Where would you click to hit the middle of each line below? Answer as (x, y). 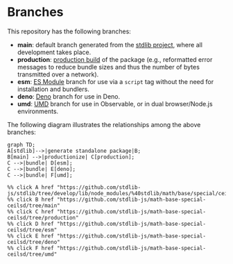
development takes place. (54, 52)
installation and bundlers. (53, 89)
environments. (38, 111)
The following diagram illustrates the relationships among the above (104, 124)
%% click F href (31, 248)
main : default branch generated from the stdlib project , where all (110, 44)
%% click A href (31, 187)
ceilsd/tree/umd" (32, 254)
